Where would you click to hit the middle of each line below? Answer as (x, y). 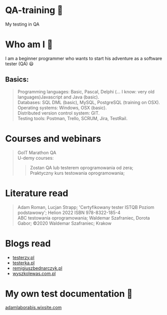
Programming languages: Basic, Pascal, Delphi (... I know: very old (86, 91)
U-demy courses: (36, 158)
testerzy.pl (23, 257)
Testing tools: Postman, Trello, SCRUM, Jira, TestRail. (72, 118)
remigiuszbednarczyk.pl (37, 268)
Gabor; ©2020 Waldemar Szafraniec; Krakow (64, 223)
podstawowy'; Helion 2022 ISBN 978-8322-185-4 (69, 213)
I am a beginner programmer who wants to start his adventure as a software (84, 58)
